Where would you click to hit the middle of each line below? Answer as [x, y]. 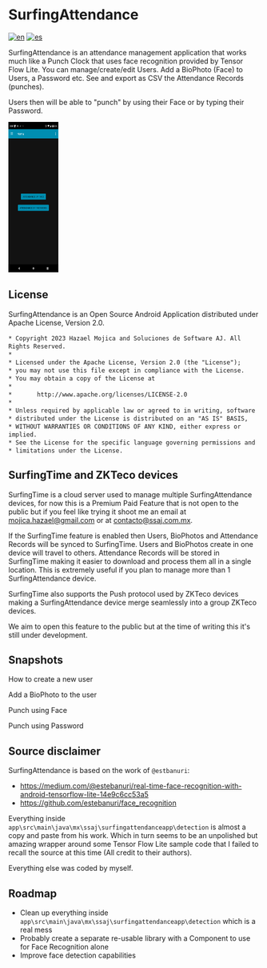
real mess [36, 930]
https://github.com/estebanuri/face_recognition [98, 803]
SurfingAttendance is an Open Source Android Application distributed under [133, 314]
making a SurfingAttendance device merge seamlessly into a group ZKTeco [133, 602]
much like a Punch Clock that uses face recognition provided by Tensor [126, 61]
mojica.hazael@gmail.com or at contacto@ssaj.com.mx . [101, 520]
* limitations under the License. [66, 451]
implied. [23, 435]
